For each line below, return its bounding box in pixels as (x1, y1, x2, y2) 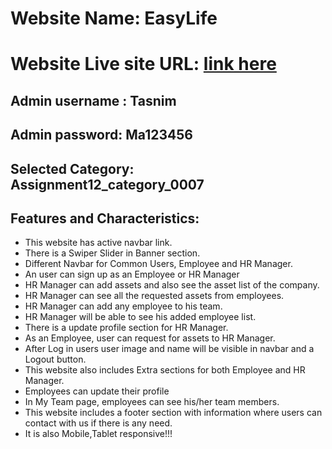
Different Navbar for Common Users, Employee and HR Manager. (24, 258, 293, 270)
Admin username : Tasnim (10, 92, 177, 109)
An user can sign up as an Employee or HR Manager (24, 268, 240, 281)
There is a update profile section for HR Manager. (24, 322, 229, 334)
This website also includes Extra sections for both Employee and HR (24, 364, 306, 376)
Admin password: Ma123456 (10, 127, 193, 144)
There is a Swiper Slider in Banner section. (24, 247, 201, 259)
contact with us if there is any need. (24, 417, 173, 429)
